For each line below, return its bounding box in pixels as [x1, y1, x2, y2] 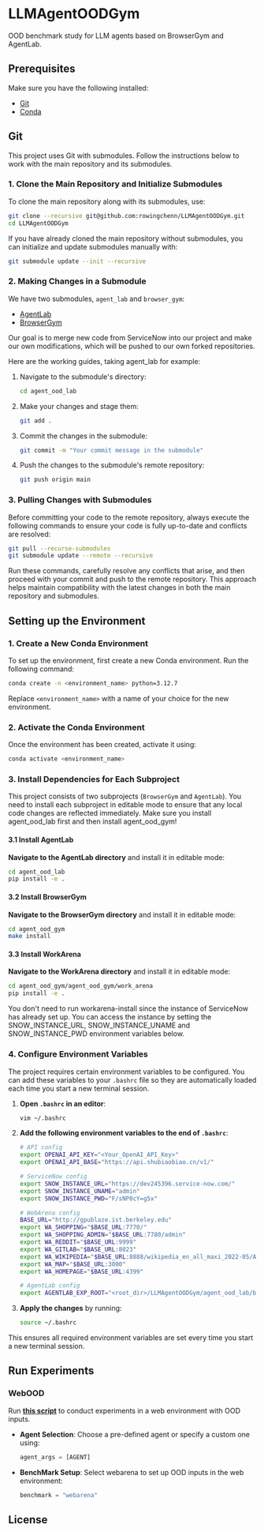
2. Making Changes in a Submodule [8, 276, 147, 287]
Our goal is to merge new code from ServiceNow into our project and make [8, 332, 252, 342]
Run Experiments [8, 1364, 95, 1378]
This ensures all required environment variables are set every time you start [8, 1333, 254, 1342]
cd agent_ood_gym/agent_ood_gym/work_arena [8, 982, 154, 990]
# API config [19, 1143, 63, 1151]
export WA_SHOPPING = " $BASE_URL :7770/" [19, 1223, 147, 1232]
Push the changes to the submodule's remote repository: [19, 460, 205, 470]
